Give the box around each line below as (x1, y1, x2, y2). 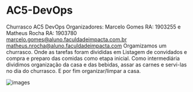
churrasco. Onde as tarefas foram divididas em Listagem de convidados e (6, 48, 187, 55)
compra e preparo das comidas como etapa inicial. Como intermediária (6, 55, 180, 62)
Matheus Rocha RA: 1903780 (6, 29, 77, 36)
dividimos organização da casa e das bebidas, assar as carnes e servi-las (6, 61, 187, 68)
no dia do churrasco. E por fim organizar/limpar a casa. (6, 67, 141, 74)
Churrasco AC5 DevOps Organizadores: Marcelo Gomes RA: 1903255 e (6, 23, 181, 30)
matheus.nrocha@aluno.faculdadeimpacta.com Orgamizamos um (6, 42, 167, 49)
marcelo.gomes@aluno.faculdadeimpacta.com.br (6, 36, 127, 43)
